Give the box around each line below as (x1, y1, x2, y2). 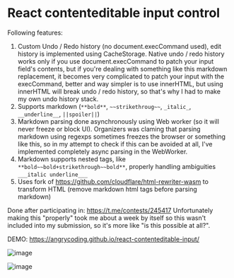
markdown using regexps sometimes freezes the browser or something (17, 132, 226, 141)
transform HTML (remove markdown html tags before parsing (17, 185, 198, 193)
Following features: (7, 28, 64, 37)
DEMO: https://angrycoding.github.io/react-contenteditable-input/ (7, 235, 200, 243)
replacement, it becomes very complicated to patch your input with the (17, 72, 225, 81)
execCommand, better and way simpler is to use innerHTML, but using (17, 79, 224, 88)
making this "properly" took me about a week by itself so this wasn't (7, 214, 206, 222)
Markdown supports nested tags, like (17, 154, 126, 163)
